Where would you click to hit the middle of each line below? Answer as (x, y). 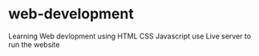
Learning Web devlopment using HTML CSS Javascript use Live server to (129, 36)
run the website (34, 44)
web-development (71, 14)
